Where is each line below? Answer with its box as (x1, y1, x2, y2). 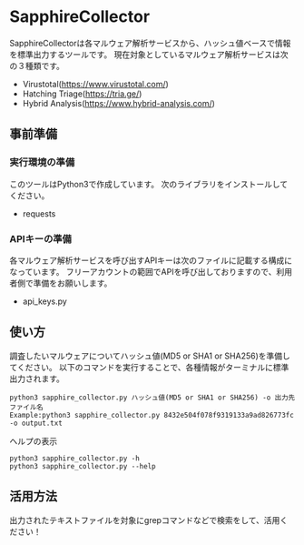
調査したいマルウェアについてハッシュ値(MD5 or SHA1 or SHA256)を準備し (9, 350, 290, 361)
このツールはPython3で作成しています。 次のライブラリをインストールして (9, 178, 289, 189)
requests (22, 207, 56, 219)
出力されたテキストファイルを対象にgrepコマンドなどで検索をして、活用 (9, 514, 280, 525)
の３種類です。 (9, 60, 65, 71)
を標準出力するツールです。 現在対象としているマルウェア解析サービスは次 (9, 48, 289, 60)
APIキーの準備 (9, 232, 73, 245)
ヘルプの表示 (9, 435, 57, 447)
